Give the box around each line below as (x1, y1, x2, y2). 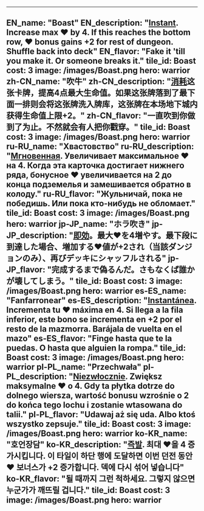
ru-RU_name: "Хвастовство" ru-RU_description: (6, 141, 194, 152)
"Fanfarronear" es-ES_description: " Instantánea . (6, 296, 197, 306)
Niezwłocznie (72, 372, 126, 382)
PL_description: (6, 372, 67, 382)
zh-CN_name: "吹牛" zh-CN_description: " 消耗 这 (6, 77, 195, 87)
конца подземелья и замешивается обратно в (6, 179, 191, 190)
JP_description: (6, 231, 67, 241)
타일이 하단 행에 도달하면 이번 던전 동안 (56, 451, 193, 461)
